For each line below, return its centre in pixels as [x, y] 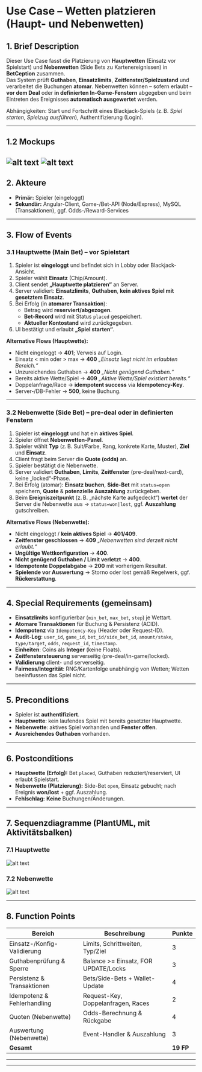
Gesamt [21, 1047]
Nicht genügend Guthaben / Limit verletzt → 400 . [78, 559]
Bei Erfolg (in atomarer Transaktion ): [61, 304]
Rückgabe [97, 1020]
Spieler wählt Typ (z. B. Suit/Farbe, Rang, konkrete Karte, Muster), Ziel [102, 446]
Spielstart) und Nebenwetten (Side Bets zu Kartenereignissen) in [87, 67]
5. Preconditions [38, 700]
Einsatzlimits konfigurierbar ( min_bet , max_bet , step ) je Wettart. [93, 617]
